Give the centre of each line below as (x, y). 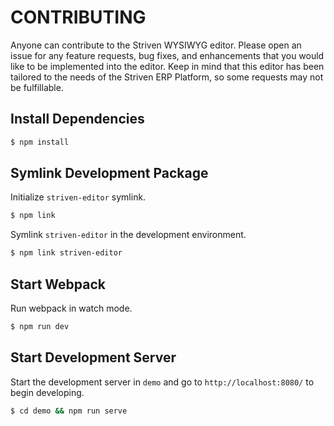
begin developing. (47, 392)
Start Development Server (93, 357)
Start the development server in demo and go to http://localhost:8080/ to (162, 382)
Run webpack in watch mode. (71, 308)
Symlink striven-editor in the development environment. (128, 235)
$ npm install (40, 142)
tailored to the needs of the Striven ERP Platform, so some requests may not (167, 77)
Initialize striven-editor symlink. (78, 197)
